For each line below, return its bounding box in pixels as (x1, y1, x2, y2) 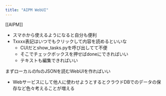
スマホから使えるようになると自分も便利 (12, 31, 97, 38)
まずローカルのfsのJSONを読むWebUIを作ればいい (5, 68, 111, 74)
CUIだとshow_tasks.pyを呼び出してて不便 (20, 44, 108, 51)
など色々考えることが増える (17, 85, 75, 91)
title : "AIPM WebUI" (5, 7, 49, 13)
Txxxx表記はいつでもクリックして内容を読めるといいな (12, 38, 128, 44)
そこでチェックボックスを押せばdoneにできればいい (20, 51, 129, 57)
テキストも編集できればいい (20, 57, 78, 63)
